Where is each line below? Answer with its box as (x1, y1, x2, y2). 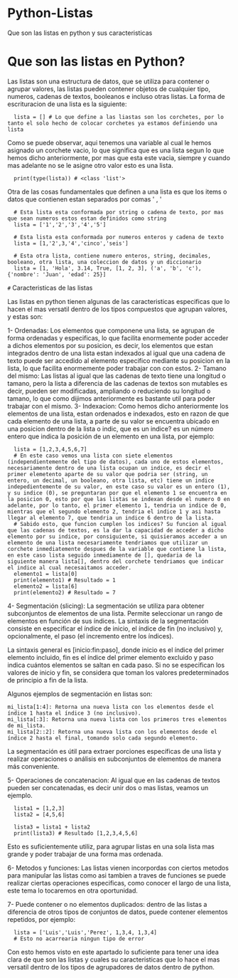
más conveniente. (7, 762, 60, 770)
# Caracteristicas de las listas (7, 283, 93, 292)
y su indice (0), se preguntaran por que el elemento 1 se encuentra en (7, 489, 227, 496)
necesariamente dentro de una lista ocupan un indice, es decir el (7, 464, 212, 471)
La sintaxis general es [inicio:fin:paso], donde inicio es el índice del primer (7, 646, 225, 654)
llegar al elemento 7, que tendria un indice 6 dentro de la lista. (7, 514, 215, 521)
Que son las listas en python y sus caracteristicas (7, 28, 153, 37)
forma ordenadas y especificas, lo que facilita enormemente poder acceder (7, 333, 229, 342)
